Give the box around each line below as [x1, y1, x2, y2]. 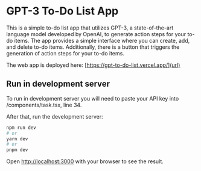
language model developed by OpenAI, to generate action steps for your [6, 30, 186, 37]
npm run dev [6, 125, 36, 131]
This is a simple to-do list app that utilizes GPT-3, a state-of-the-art [6, 24, 174, 31]
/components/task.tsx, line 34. [6, 101, 82, 108]
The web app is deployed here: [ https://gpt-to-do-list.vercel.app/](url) [6, 61, 180, 69]
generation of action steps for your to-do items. [6, 49, 125, 57]
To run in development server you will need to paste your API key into [6, 95, 179, 102]
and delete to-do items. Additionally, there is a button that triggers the [6, 43, 180, 51]
